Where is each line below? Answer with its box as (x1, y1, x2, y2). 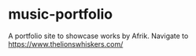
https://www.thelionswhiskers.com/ (8, 39, 124, 48)
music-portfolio (8, 5, 113, 23)
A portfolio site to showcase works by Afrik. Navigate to (8, 31, 189, 40)
